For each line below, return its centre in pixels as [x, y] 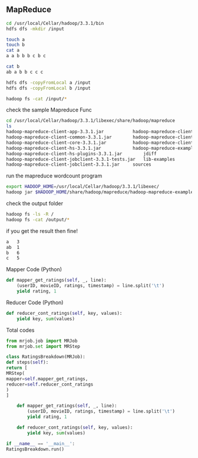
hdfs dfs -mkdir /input [35, 29]
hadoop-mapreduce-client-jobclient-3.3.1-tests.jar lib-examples [91, 159]
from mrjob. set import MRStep [43, 346]
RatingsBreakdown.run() [35, 449]
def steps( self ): [27, 363]
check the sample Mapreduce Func [49, 110]
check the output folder [35, 203]
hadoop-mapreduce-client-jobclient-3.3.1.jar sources [79, 164]
